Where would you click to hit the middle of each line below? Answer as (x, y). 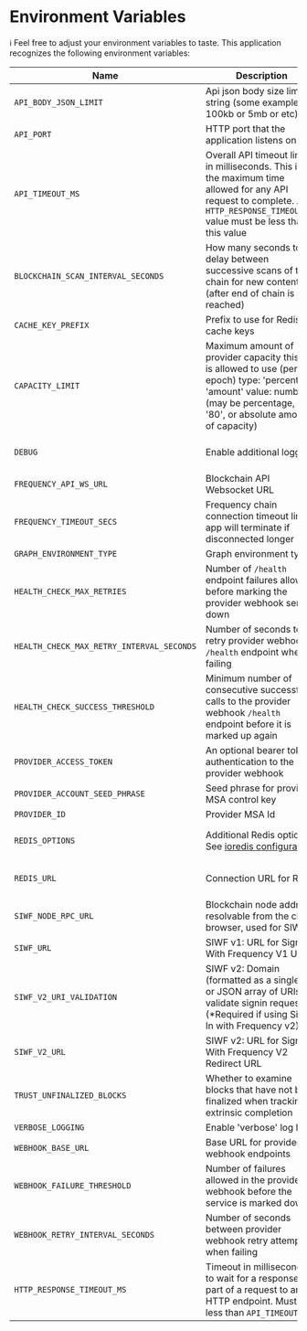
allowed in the (235, 1179)
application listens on (251, 140)
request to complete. (250, 200)
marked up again (241, 735)
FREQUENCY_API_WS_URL (61, 484)
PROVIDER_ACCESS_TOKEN (63, 761)
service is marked (243, 1202)
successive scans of (249, 270)
